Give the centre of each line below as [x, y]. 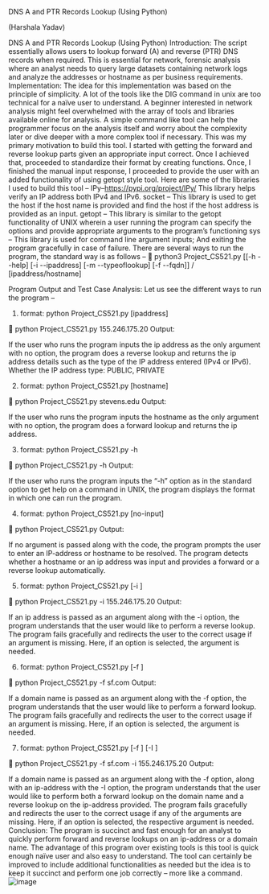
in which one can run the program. [65, 498]
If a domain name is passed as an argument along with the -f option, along [131, 779]
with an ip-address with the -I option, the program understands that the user [134, 787]
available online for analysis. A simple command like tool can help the [123, 119]
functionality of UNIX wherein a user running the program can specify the [130, 222]
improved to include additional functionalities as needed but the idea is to [130, 865]
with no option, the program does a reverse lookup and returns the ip [122, 353]
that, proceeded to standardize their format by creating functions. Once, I [130, 163]
